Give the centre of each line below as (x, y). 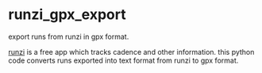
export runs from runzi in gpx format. (69, 36)
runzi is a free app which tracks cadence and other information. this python (131, 52)
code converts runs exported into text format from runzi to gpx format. (123, 60)
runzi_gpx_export (67, 15)
